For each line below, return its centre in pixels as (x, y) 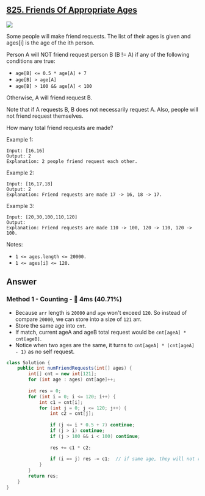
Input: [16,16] (26, 151)
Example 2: (20, 173)
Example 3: (20, 206)
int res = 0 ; (45, 391)
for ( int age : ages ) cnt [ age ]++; (72, 380)
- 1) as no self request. (45, 351)
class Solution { (28, 362)
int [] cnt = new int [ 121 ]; (63, 374)
